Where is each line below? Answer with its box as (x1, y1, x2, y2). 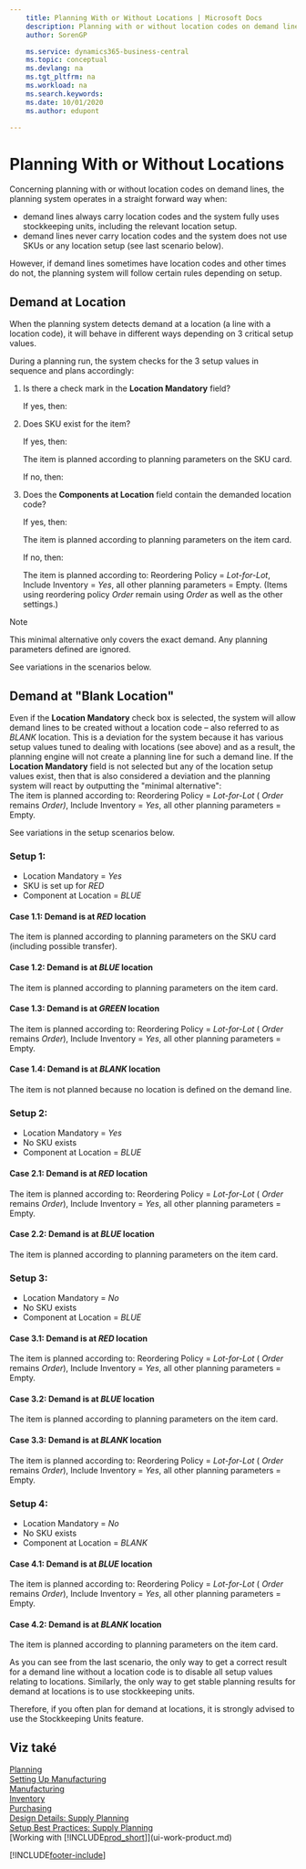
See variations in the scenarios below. (9, 661, 152, 672)
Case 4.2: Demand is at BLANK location (9, 1619, 162, 1630)
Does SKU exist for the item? (22, 418, 131, 429)
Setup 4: (9, 1497, 48, 1510)
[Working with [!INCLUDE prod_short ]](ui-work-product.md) (9, 1832, 232, 1843)
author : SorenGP (25, 30, 88, 39)
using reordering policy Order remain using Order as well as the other (22, 589, 283, 600)
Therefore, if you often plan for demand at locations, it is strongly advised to (9, 1704, 295, 1715)
